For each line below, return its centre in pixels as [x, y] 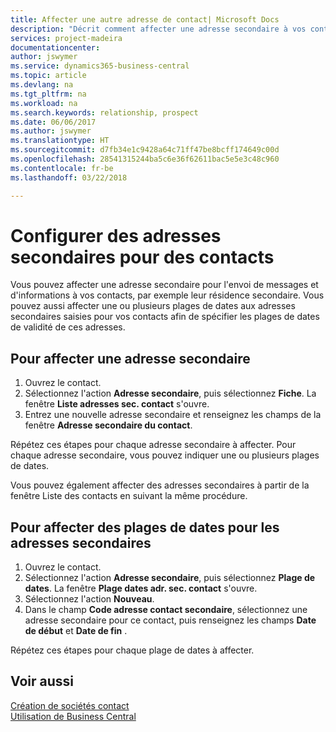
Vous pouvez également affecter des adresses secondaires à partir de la [160, 485]
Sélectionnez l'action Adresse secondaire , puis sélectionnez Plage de [170, 578]
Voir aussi [42, 681]
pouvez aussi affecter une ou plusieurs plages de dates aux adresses [153, 306]
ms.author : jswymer [51, 131]
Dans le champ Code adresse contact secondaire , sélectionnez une [166, 610]
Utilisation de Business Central [73, 716]
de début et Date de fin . [76, 631]
